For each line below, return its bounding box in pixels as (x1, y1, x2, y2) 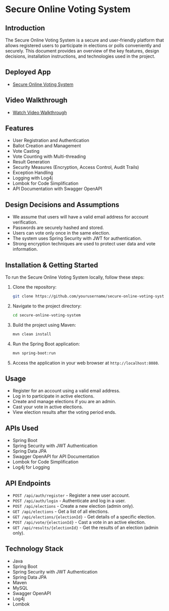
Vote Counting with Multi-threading (12, 153, 86, 160)
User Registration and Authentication (12, 138, 90, 144)
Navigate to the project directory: (12, 302, 82, 309)
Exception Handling (12, 169, 53, 176)
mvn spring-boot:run (12, 351, 56, 356)
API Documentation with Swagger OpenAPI (12, 186, 102, 192)
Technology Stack (5, 545, 64, 553)
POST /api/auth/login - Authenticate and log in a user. (12, 498, 126, 504)
